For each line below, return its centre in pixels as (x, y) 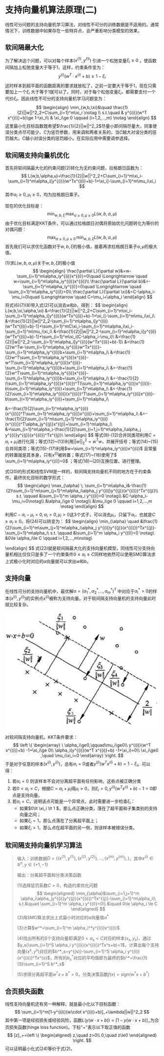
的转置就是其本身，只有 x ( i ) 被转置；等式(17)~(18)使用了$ (61, 454)
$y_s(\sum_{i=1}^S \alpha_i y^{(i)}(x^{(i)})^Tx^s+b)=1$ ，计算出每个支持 (88, 945)
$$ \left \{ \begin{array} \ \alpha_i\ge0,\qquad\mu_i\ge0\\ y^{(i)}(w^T (82, 745)
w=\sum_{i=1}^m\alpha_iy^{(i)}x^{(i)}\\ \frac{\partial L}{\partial (75, 281)
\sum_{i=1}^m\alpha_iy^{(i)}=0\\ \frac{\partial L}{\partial (64, 292)
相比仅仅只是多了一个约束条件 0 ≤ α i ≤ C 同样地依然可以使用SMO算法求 (84, 555)
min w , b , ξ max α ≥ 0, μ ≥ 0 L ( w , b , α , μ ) (82, 214)
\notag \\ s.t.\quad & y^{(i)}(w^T (115, 112)
